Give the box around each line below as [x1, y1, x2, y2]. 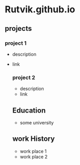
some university [19, 119, 54, 125]
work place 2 [19, 153, 48, 160]
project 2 [12, 74, 35, 81]
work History [12, 135, 55, 143]
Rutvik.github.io [5, 4, 75, 15]
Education [12, 106, 46, 115]
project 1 [5, 40, 27, 47]
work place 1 [19, 148, 47, 154]
